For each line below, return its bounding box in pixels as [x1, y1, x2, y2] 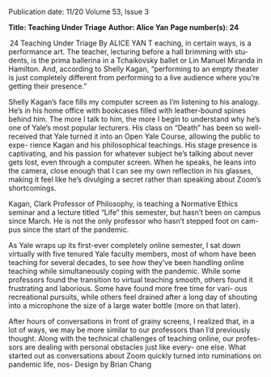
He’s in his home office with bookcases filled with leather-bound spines [8, 105, 247, 115]
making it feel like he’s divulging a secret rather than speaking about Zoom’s [8, 174, 261, 184]
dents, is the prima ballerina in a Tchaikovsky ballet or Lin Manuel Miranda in [8, 56, 263, 65]
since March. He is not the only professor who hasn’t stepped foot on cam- [8, 216, 259, 225]
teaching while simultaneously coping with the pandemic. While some [8, 267, 241, 276]
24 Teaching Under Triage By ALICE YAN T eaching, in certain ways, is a [9, 38, 252, 48]
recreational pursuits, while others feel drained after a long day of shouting [8, 292, 257, 302]
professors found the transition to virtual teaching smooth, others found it [8, 275, 253, 285]
